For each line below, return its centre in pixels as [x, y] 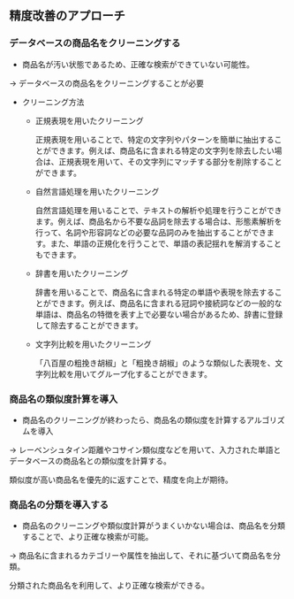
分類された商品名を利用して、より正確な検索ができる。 [109, 586]
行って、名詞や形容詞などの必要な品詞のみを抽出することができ [151, 232]
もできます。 [58, 254]
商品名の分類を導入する [59, 504]
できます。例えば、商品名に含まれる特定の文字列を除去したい [163, 150]
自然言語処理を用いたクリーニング [97, 191]
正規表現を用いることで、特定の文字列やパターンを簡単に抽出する [155, 139]
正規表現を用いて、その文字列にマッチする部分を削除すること [170, 161]
